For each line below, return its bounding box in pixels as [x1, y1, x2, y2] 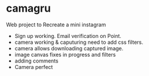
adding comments [14, 57, 59, 64]
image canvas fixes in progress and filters [14, 51, 116, 58]
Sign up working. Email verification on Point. [14, 32, 121, 39]
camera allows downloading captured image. [14, 44, 124, 51]
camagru [6, 2, 51, 15]
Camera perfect [14, 63, 53, 70]
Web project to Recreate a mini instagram [6, 21, 106, 28]
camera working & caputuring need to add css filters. [14, 39, 144, 46]
